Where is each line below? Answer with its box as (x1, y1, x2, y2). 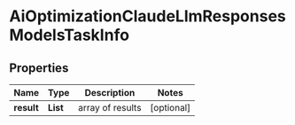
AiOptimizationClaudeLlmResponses (9, 6, 286, 27)
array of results (78, 102, 142, 113)
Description (84, 87, 136, 98)
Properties (9, 60, 69, 75)
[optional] (150, 102, 191, 113)
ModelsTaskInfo (9, 25, 130, 45)
